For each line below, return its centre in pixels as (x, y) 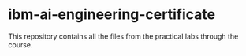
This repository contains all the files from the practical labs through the (123, 36)
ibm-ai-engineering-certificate (112, 15)
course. (20, 44)
